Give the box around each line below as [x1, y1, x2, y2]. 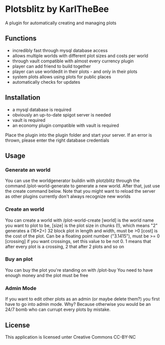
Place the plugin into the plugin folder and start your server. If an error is [5, 132, 152, 138]
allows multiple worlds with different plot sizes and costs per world [12, 53, 148, 58]
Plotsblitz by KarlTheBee [5, 3, 109, 15]
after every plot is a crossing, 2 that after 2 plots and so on [5, 243, 124, 249]
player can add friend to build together [12, 63, 91, 69]
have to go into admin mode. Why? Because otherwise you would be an [5, 301, 151, 307]
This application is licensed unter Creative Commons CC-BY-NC [5, 334, 136, 340]
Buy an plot [5, 256, 33, 263]
